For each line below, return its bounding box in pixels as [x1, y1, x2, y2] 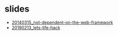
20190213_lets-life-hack [11, 24, 60, 30]
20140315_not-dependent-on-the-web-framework [11, 19, 113, 25]
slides [4, 3, 30, 15]
